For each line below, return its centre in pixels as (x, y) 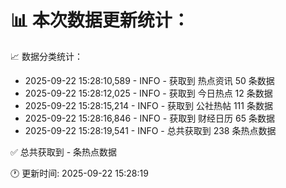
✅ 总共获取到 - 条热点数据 (64, 152)
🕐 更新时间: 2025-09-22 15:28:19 (79, 173)
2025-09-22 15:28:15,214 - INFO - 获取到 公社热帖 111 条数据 (148, 105)
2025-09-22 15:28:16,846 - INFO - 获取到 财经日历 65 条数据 (149, 118)
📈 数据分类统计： (46, 56)
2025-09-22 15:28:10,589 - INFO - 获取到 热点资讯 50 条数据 (149, 80)
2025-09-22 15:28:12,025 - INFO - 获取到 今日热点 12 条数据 (148, 93)
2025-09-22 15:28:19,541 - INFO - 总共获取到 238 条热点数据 (150, 130)
